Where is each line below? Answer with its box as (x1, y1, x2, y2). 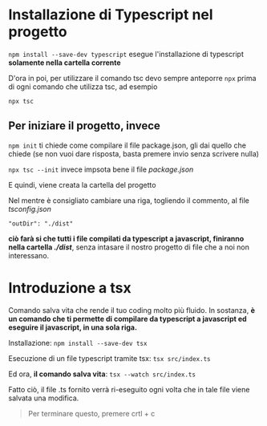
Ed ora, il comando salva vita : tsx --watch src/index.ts (8, 369, 196, 379)
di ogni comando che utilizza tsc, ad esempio (8, 82, 158, 91)
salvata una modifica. (8, 393, 79, 403)
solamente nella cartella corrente (8, 58, 122, 67)
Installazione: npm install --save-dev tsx (8, 338, 148, 347)
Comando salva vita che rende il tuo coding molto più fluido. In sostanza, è (8, 305, 255, 314)
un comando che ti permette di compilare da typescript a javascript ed (8, 314, 247, 323)
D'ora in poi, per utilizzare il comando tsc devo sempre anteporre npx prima (8, 73, 257, 83)
